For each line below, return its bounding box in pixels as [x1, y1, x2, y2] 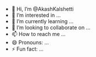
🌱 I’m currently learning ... [11, 18, 74, 24]
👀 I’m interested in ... [11, 12, 61, 19]
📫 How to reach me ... [11, 31, 66, 37]
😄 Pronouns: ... [11, 39, 49, 46]
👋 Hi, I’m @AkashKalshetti [11, 6, 74, 12]
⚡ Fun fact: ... [11, 45, 44, 52]
